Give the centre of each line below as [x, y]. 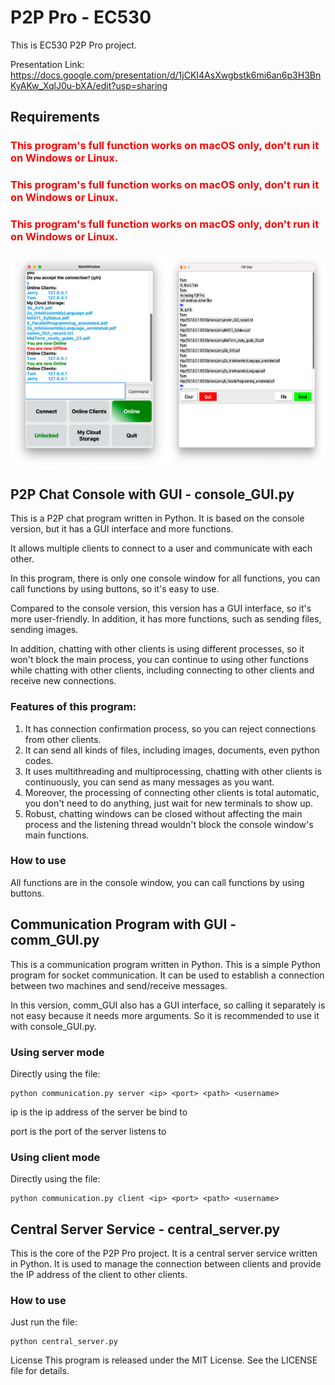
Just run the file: [44, 1322]
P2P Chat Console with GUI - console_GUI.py [152, 494]
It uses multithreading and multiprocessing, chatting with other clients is [173, 771]
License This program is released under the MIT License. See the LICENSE [164, 1360]
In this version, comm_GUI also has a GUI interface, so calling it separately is [168, 1005]
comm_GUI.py [55, 940]
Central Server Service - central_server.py [145, 1229]
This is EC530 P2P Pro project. [73, 45]
